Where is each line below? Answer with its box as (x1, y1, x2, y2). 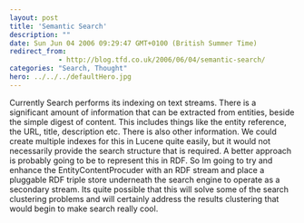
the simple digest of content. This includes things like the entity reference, (9, 116, 288, 127)
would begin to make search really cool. (9, 203, 159, 214)
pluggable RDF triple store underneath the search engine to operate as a (9, 174, 280, 185)
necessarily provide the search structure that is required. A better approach (9, 145, 292, 156)
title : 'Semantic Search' (9, 22, 107, 31)
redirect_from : (9, 47, 67, 56)
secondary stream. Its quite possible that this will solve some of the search (9, 183, 289, 195)
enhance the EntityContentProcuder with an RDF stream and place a (9, 164, 265, 175)
